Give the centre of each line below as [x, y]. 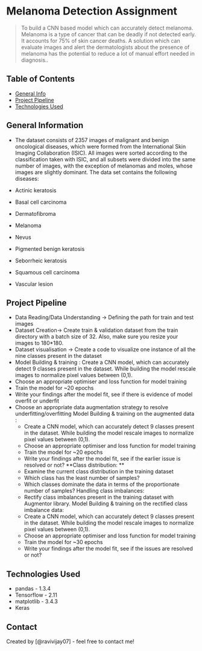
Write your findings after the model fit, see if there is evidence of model [104, 395]
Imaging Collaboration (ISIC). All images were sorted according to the [101, 153]
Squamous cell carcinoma [47, 272]
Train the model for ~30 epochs [63, 542]
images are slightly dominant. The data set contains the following [96, 172]
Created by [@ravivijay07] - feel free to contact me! [70, 641]
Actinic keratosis [36, 190]
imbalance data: [44, 510]
